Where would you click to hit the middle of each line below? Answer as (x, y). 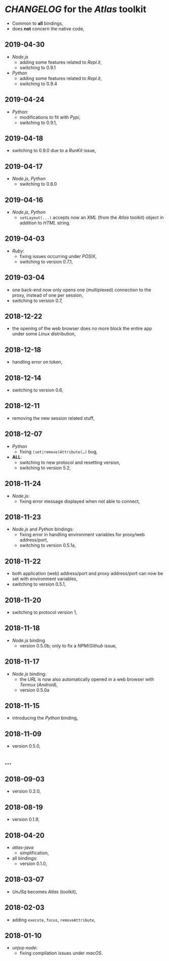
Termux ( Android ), (39, 684)
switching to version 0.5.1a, (48, 545)
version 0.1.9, (26, 819)
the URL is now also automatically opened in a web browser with (87, 679)
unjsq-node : (25, 948)
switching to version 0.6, (38, 390)
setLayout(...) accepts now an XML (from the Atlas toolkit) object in (92, 217)
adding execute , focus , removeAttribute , (54, 920)
